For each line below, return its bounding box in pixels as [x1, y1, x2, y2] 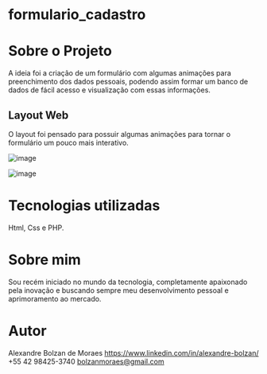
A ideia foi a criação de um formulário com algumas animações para [8, 68, 232, 78]
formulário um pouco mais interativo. [8, 138, 129, 147]
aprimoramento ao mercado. [8, 294, 102, 303]
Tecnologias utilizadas [8, 197, 161, 215]
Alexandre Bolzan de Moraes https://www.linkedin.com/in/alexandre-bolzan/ [8, 348, 259, 357]
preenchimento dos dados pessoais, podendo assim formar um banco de [8, 77, 249, 87]
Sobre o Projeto [8, 42, 113, 60]
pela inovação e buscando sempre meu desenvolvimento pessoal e [8, 285, 229, 295]
